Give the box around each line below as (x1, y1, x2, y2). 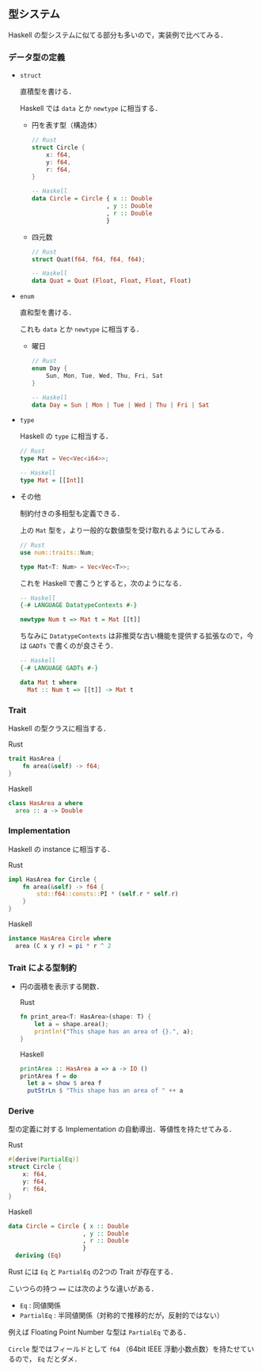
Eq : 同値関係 (19, 1300, 62, 1310)
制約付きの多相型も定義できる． (19, 508, 124, 517)
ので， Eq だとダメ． (14, 1354, 82, 1364)
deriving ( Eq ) (15, 1251, 62, 1260)
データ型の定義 (8, 52, 66, 63)
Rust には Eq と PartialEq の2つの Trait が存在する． (8, 1267, 178, 1277)
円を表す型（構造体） (31, 120, 101, 130)
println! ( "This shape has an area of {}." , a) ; (34, 1027, 194, 1036)
